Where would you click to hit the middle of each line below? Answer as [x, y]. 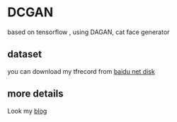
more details [35, 94]
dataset [25, 54]
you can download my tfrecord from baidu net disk [81, 71]
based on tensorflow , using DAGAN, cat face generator [88, 32]
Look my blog [27, 111]
